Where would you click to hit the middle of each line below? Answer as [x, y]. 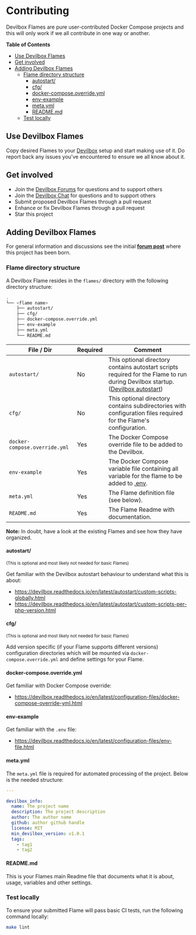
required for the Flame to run [148, 374]
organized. [19, 537]
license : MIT [27, 828]
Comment [148, 350]
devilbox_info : [24, 801]
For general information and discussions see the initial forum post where [94, 246]
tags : [18, 839]
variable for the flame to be [145, 476]
